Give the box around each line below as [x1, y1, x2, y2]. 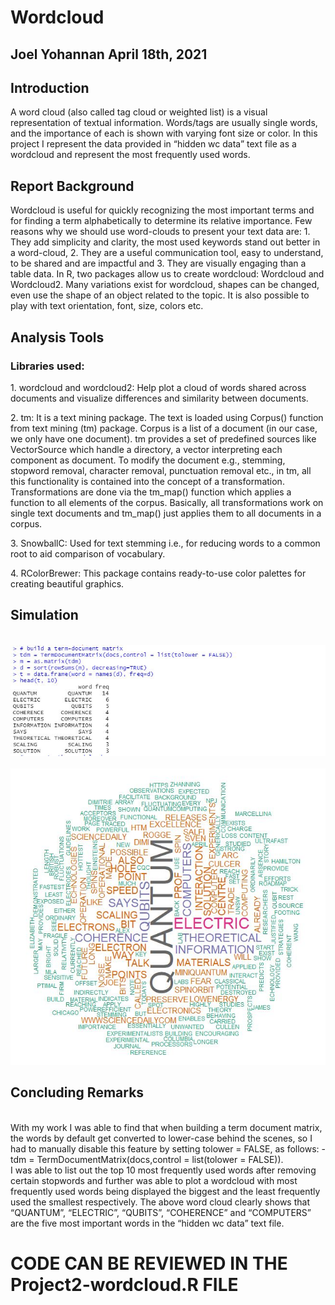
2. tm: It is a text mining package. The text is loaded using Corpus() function [10, 411, 324, 423]
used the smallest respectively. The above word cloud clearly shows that [10, 1196, 310, 1208]
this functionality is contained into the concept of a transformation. [10, 475, 285, 487]
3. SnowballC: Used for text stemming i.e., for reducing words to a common [10, 537, 321, 549]
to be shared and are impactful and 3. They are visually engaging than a [10, 257, 307, 270]
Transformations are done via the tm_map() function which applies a [10, 486, 292, 498]
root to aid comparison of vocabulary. [10, 547, 166, 560]
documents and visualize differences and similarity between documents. [10, 392, 309, 404]
